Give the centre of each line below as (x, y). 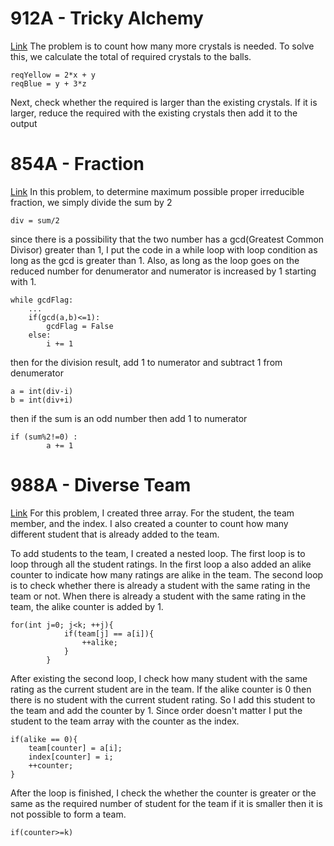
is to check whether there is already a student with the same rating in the (160, 585)
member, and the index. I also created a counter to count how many (149, 523)
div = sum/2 (35, 220)
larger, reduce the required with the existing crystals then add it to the (154, 113)
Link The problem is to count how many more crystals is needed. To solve (162, 46)
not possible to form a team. (68, 814)
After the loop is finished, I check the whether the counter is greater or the (163, 793)
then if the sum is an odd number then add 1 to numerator (129, 418)
